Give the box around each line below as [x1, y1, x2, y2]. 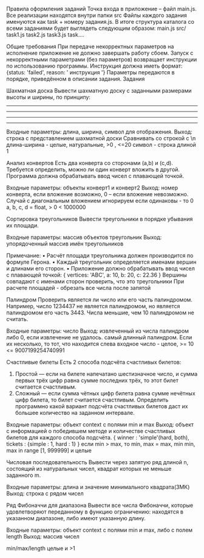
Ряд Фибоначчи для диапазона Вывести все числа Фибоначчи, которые [6, 502, 194, 509]
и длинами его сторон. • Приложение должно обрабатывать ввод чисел [6, 265, 195, 272]
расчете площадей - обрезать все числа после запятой [6, 284, 151, 291]
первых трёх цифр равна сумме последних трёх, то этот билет [15, 377, 179, 384]
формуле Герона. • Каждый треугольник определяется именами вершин [6, 258, 197, 266]
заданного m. [6, 471, 41, 479]
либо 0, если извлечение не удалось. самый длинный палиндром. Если [6, 334, 192, 341]
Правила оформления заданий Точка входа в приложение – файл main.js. [6, 5, 197, 12]
